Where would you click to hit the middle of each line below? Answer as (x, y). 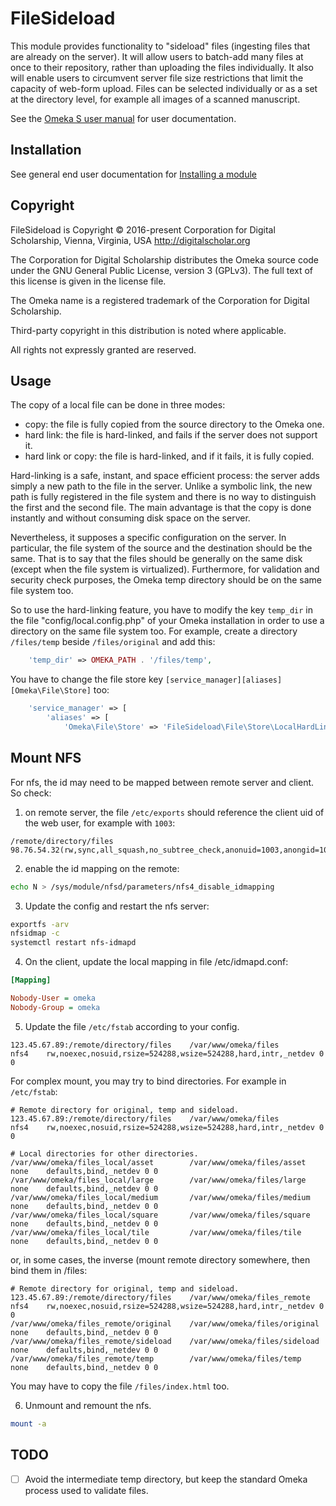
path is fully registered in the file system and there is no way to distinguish (163, 497)
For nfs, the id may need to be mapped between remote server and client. (162, 782)
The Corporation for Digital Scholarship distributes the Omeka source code (165, 259)
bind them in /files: (49, 1270)
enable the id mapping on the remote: (102, 868)
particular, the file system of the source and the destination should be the (161, 548)
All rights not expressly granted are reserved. (103, 349)
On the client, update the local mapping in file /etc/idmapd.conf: (156, 962)
